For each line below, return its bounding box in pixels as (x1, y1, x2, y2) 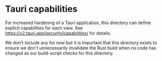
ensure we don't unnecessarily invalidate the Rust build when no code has (5, 45, 157, 51)
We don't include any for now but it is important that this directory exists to (5, 39, 157, 45)
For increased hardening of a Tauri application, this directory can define (5, 20, 152, 26)
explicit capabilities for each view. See (5, 25, 83, 30)
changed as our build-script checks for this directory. (5, 50, 114, 56)
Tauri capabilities (5, 3, 78, 15)
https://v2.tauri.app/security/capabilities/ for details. (5, 30, 111, 36)
